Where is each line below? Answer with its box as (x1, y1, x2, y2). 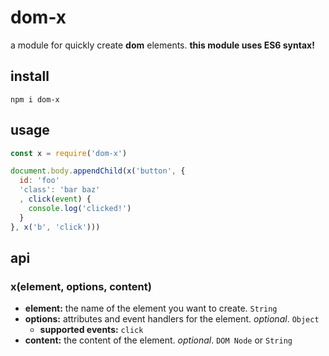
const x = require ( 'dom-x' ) (10, 148, 128, 158)
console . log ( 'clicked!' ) (28, 203, 132, 213)
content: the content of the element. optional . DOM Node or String (24, 334, 293, 346)
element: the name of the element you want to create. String (24, 302, 278, 315)
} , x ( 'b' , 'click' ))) (10, 222, 101, 232)
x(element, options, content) (10, 279, 152, 293)
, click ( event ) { (19, 194, 92, 205)
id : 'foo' (19, 176, 60, 186)
